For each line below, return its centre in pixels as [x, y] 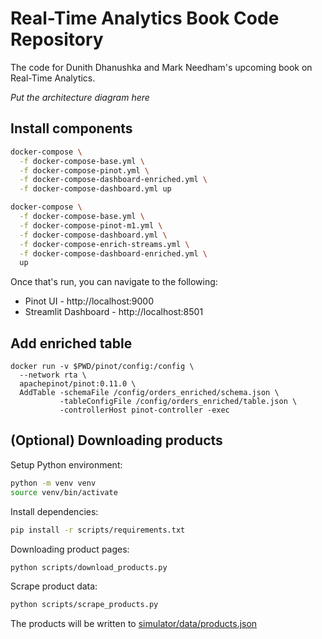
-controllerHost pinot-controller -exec [144, 410]
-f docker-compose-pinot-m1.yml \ [91, 225]
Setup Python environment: [66, 464]
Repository [57, 39]
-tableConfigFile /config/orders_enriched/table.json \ [178, 402]
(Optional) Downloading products [116, 440]
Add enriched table [71, 343]
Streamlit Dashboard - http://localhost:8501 [114, 312]
